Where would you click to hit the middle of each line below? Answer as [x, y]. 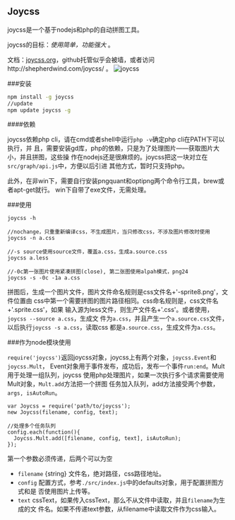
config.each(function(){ [44, 432]
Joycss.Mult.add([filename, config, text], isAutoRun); [97, 439]
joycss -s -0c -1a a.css [44, 278]
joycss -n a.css [31, 238]
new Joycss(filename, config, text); [63, 412]
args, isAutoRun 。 [34, 393]
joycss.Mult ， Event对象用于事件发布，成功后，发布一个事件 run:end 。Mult [116, 366]
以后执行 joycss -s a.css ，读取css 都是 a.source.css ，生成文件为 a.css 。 [113, 328]
